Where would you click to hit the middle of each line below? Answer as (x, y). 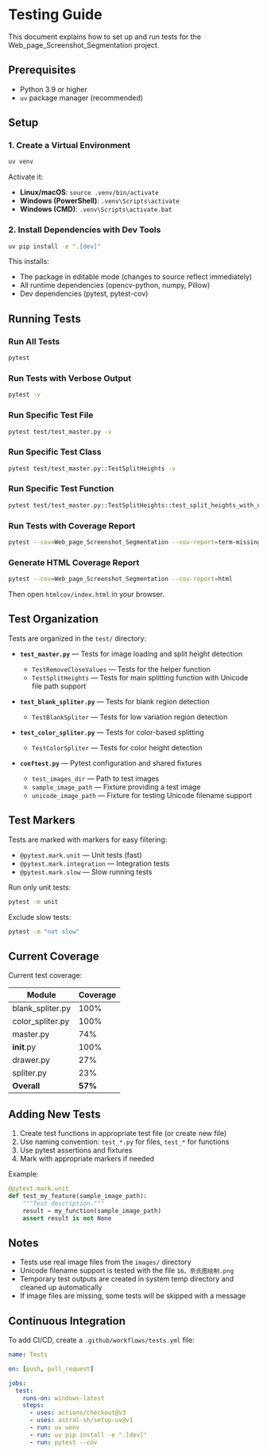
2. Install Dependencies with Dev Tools (85, 230)
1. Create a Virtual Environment (70, 145)
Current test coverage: (45, 975)
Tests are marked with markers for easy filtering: (88, 839)
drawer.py (31, 1060)
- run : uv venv (54, 1428)
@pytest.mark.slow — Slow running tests (86, 871)
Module (42, 995)
